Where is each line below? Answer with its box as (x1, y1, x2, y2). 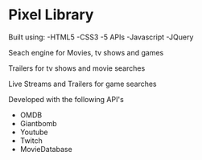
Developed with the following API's (8, 94, 125, 104)
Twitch (19, 135, 43, 146)
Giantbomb (19, 118, 58, 128)
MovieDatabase (19, 144, 72, 154)
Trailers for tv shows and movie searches (8, 63, 146, 73)
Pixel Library (8, 6, 94, 24)
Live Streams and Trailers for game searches (8, 79, 157, 88)
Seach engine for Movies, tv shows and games (8, 47, 164, 57)
